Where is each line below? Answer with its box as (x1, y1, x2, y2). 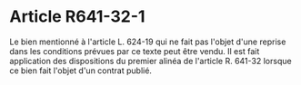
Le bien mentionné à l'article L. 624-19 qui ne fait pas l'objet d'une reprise (9, 36, 286, 47)
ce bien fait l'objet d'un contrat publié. (9, 65, 153, 76)
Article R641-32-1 (9, 6, 145, 27)
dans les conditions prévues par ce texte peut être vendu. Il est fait (9, 45, 260, 56)
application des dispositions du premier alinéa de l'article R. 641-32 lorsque (9, 55, 293, 66)
